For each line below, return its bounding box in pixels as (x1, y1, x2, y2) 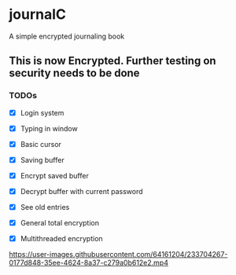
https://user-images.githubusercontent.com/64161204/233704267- (9, 250, 228, 259)
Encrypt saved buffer (20, 170, 89, 180)
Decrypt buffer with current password (20, 186, 144, 196)
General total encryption (20, 218, 99, 228)
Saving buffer (20, 155, 65, 164)
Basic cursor (20, 139, 62, 148)
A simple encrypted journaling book (9, 31, 125, 41)
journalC (9, 5, 66, 24)
